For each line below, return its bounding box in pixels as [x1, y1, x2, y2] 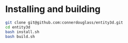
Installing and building [5, 3, 101, 15]
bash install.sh [5, 29, 39, 34]
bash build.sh [5, 34, 35, 39]
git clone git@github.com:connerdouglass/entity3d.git [5, 20, 123, 25]
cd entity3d [5, 24, 30, 29]
